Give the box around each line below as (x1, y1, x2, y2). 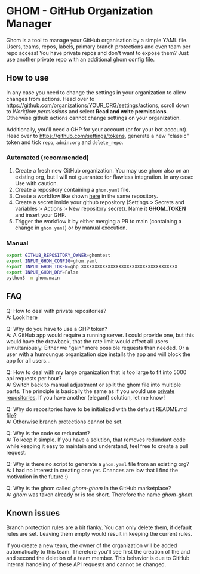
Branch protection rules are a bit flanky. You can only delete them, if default (6, 524, 192, 531)
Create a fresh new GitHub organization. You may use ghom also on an (14, 167, 190, 174)
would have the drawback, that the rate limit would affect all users (6, 337, 168, 345)
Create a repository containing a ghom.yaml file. (14, 186, 131, 194)
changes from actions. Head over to (6, 95, 95, 102)
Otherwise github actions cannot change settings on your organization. (6, 114, 181, 121)
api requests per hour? (6, 375, 62, 382)
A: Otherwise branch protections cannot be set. (6, 418, 124, 425)
